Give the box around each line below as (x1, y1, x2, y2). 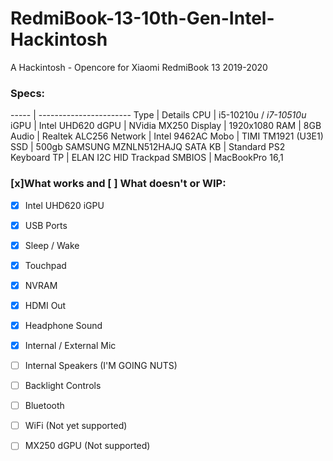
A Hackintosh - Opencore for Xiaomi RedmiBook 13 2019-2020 (10, 61, 268, 73)
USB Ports (24, 219, 68, 231)
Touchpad (24, 259, 67, 271)
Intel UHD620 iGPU (24, 199, 105, 211)
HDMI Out (24, 299, 67, 311)
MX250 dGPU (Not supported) (24, 440, 151, 452)
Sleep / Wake (24, 239, 80, 251)
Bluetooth (24, 400, 65, 412)
